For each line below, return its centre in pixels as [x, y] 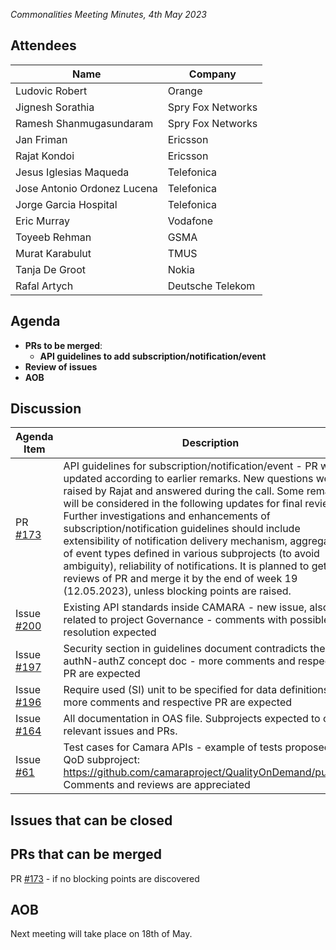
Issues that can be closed [91, 820]
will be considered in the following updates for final [183, 504]
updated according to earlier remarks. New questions [188, 479]
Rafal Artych [44, 286]
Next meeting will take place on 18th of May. [101, 934]
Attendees [43, 45]
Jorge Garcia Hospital [66, 204]
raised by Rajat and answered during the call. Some [184, 491]
